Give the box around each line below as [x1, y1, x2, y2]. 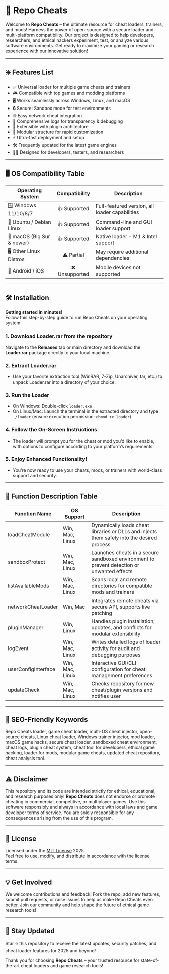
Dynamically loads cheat [91, 522, 149, 529]
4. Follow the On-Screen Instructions [5, 426, 97, 434]
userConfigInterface [8, 666, 56, 673]
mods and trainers [91, 588, 134, 596]
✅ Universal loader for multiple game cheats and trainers [12, 84, 131, 90]
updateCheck [8, 686, 40, 693]
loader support [95, 225, 131, 232]
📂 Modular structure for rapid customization [12, 129, 104, 135]
